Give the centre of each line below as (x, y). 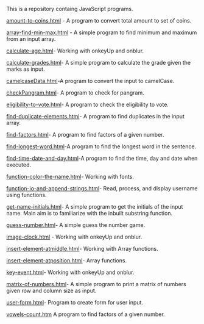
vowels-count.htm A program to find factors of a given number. (86, 314)
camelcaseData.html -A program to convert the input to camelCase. (90, 81)
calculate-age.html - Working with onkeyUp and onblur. (75, 51)
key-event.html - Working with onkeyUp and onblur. (70, 272)
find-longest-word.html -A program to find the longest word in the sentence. (101, 146)
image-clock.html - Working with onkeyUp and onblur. (74, 237)
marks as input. (26, 69)
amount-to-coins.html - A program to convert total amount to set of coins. (99, 20)
